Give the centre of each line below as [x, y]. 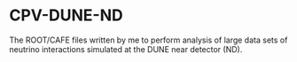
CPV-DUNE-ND [66, 15]
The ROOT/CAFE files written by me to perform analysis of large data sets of [148, 40]
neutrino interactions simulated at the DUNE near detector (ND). [126, 49]
